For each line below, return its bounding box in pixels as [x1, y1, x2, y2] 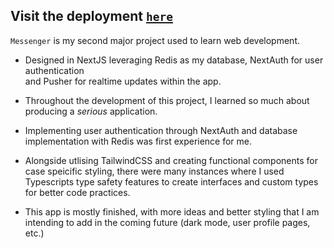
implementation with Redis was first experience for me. [24, 135, 253, 147]
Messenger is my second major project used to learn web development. [10, 34, 300, 46]
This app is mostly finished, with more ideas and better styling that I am [24, 205, 320, 218]
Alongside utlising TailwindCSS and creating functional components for [24, 154, 318, 166]
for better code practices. [24, 186, 131, 198]
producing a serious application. [24, 105, 158, 117]
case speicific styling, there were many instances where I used [24, 165, 285, 177]
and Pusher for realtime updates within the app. [24, 75, 222, 87]
